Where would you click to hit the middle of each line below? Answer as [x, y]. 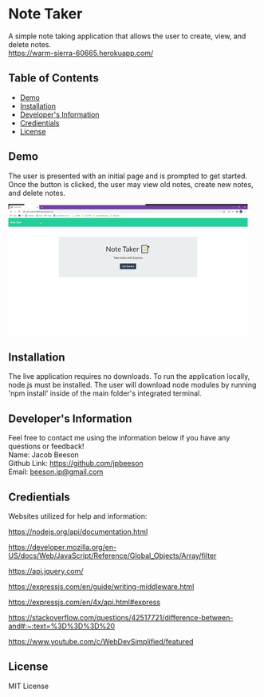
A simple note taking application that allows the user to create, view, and [127, 36]
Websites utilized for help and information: [78, 516]
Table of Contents [54, 78]
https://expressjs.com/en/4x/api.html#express [85, 602]
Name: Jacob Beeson [44, 455]
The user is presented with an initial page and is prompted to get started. [128, 176]
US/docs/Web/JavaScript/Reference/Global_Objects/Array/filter [112, 556]
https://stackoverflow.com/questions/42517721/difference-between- [121, 617]
